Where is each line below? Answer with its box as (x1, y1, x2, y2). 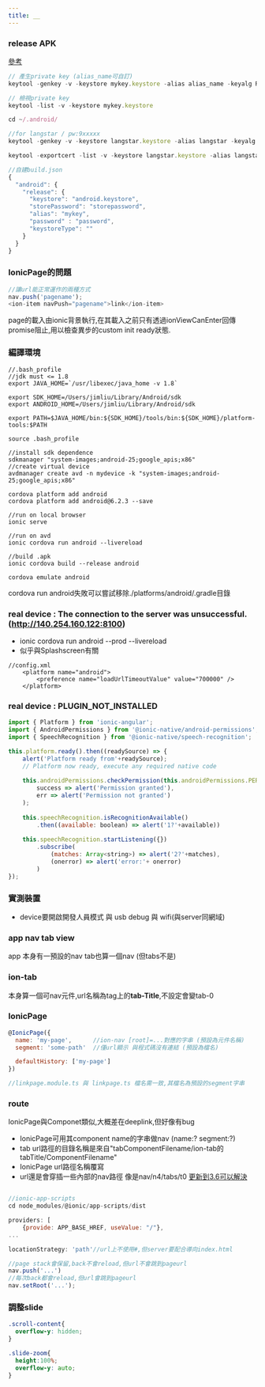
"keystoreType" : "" (28, 225, 93, 233)
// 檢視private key (8, 94, 70, 102)
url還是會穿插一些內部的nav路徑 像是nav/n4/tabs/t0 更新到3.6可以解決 (19, 1172, 248, 1181)
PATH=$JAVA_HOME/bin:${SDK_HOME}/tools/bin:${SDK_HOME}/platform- (32, 414, 256, 422)
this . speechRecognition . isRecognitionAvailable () (22, 813, 189, 821)
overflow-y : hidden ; (15, 1328, 83, 1336)
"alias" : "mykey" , (28, 210, 90, 218)
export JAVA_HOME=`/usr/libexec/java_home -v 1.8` (8, 379, 178, 388)
